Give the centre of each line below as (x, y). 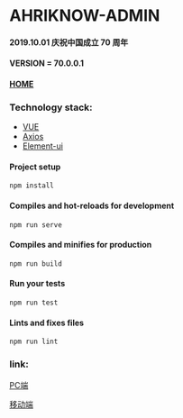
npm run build (36, 264)
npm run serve (36, 225)
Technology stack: (51, 107)
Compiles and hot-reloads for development (92, 206)
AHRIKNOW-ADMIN (85, 16)
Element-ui (42, 146)
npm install (32, 186)
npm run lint (34, 342)
